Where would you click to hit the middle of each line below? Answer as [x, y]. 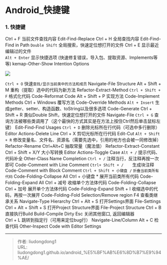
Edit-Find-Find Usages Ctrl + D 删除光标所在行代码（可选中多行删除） [87, 127]
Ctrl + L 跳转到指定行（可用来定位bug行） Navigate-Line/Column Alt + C [79, 220]
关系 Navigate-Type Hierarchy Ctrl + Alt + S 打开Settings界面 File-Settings [85, 201]
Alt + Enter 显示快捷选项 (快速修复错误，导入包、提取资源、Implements [79, 57]
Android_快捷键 [37, 10]
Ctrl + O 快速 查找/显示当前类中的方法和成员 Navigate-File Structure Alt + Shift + [83, 84]
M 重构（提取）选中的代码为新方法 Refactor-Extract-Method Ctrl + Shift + [83, 90]
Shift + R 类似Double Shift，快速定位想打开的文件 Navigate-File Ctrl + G [79, 115]
